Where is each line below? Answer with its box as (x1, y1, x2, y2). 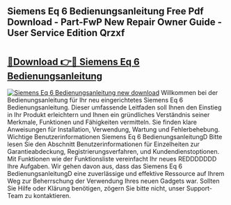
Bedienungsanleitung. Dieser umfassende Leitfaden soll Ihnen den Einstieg (7, 103, 222, 112)
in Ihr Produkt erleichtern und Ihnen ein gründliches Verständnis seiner (7, 111, 210, 118)
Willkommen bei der (161, 89, 218, 96)
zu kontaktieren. (24, 192, 72, 199)
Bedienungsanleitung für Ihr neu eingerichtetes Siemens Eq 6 (7, 96, 183, 104)
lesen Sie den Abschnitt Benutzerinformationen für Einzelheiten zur (7, 140, 200, 148)
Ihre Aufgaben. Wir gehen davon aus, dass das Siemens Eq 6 (7, 162, 183, 170)
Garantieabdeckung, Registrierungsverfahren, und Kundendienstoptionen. (7, 148, 220, 155)
